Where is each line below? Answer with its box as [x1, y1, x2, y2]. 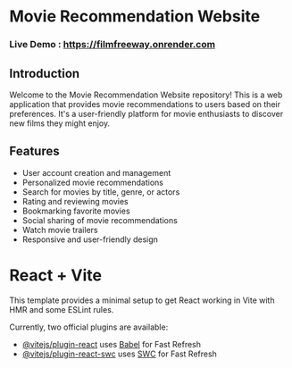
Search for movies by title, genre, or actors [21, 186, 180, 197]
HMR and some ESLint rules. [9, 304, 114, 314]
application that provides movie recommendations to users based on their [9, 98, 281, 109]
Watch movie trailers [21, 224, 98, 235]
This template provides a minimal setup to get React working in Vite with [9, 295, 275, 305]
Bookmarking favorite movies [21, 205, 131, 216]
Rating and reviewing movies [21, 196, 129, 206]
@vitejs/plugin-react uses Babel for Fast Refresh [21, 339, 202, 349]
